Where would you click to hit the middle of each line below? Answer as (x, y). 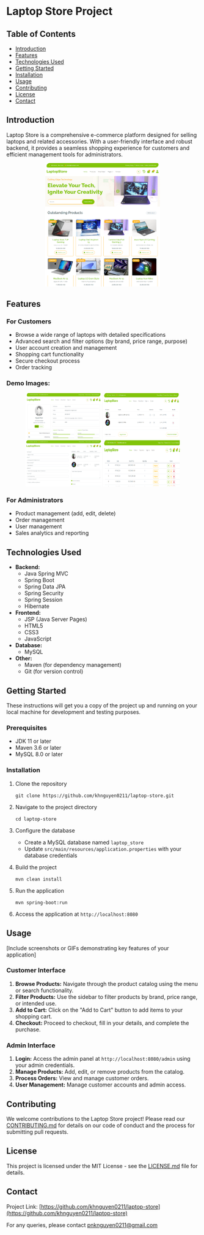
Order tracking (34, 367)
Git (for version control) (54, 671)
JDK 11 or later (33, 741)
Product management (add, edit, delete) (65, 514)
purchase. (28, 1029)
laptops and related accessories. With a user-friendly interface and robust (99, 141)
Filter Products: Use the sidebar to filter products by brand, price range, (106, 997)
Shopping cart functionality (49, 354)
